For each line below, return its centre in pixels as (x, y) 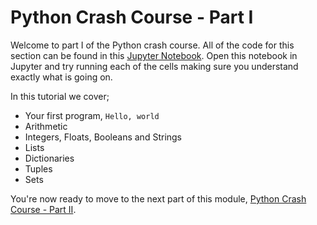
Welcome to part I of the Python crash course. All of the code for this (152, 45)
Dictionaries (49, 158)
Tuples (38, 168)
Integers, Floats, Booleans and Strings (103, 137)
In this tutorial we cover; (60, 96)
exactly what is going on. (61, 77)
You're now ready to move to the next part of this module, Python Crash (158, 198)
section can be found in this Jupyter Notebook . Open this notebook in (154, 55)
